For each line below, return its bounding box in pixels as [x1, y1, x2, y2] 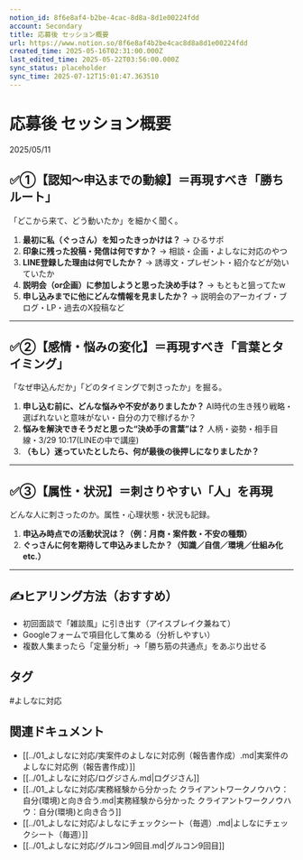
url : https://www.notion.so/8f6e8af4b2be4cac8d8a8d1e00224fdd [9, 38, 248, 48]
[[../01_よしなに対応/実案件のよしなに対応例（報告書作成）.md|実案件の [22, 750, 289, 761]
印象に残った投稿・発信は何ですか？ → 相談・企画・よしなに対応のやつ [22, 245, 289, 256]
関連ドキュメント [9, 724, 105, 740]
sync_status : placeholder [9, 64, 106, 73]
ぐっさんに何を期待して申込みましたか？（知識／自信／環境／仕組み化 [22, 540, 284, 550]
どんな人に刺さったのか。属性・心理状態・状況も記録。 [9, 509, 215, 520]
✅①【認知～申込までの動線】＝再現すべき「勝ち [9, 172, 284, 188]
